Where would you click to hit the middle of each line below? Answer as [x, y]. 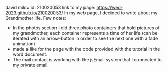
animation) [24, 44]
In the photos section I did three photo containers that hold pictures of [86, 28]
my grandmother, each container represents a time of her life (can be [85, 33]
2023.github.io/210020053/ [34, 13]
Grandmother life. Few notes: [36, 18]
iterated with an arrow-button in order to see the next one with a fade [85, 38]
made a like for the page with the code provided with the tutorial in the [86, 49]
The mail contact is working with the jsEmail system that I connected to [87, 60]
